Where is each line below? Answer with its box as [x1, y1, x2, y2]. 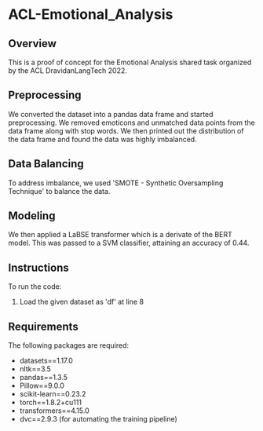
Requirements [8, 320, 79, 333]
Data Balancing [8, 157, 84, 170]
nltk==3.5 [19, 364, 51, 374]
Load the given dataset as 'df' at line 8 [19, 297, 144, 307]
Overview [8, 37, 57, 50]
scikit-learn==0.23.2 [19, 389, 86, 399]
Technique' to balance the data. [8, 186, 111, 195]
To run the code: [8, 282, 62, 291]
